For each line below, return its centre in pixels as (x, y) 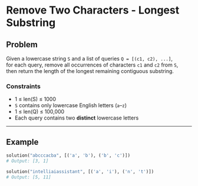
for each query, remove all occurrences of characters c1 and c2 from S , (92, 65)
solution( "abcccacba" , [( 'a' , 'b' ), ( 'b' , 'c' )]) (68, 156)
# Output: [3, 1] (27, 161)
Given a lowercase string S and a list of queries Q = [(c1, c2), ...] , (89, 59)
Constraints (24, 86)
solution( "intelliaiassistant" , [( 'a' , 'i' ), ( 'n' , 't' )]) (80, 171)
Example (22, 142)
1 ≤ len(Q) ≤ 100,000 (39, 112)
